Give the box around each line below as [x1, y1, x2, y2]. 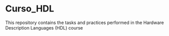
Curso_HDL [5, 3, 54, 14]
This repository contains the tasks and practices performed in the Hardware [5, 19, 164, 25]
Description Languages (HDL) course [5, 24, 83, 30]
